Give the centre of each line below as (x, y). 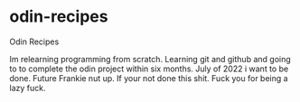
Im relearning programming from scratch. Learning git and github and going (150, 59)
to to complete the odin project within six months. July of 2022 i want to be (149, 69)
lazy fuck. (28, 88)
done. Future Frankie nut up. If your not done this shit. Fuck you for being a (149, 78)
